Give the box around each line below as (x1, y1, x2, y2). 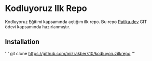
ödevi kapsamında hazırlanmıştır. (5, 24, 70, 29)
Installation (5, 38, 40, 46)
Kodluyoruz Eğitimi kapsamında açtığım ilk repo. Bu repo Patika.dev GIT (5, 19, 147, 24)
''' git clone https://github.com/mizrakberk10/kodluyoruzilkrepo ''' (5, 50, 136, 56)
